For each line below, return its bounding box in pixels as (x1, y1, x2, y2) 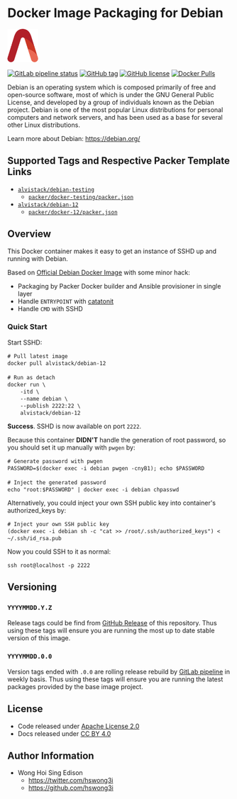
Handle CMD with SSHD (17, 304, 83, 313)
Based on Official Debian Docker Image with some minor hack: (7, 268, 190, 276)
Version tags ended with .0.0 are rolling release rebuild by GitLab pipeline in (7, 667, 231, 676)
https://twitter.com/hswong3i (28, 776, 114, 785)
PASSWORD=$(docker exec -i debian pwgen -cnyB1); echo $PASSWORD (7, 464, 204, 472)
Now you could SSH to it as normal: (7, 547, 111, 556)
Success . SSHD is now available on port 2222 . (7, 422, 142, 430)
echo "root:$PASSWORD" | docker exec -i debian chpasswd (7, 486, 180, 493)
